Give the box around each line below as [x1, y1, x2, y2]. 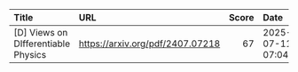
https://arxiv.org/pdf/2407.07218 [78, 37, 221, 50]
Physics [13, 49, 47, 60]
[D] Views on [13, 27, 68, 38]
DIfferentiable [13, 37, 71, 50]
